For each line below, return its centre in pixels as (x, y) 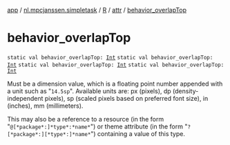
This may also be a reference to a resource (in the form (86, 119)
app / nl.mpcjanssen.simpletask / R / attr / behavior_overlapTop (97, 10)
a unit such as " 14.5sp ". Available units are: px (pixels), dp (89, 91)
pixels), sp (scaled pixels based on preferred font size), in (126, 98)
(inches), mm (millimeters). (45, 106)
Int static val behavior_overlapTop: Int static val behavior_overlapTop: (116, 65)
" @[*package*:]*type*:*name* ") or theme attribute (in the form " (97, 126)
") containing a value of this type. (138, 133)
